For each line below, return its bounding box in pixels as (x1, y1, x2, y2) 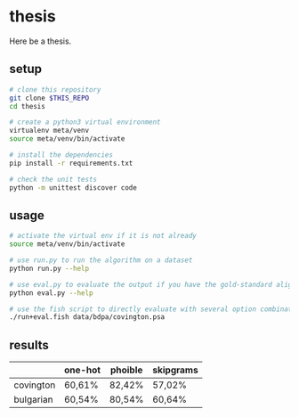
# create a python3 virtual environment (9, 118, 162, 127)
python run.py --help (9, 264, 90, 273)
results (9, 337, 49, 353)
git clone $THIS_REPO (9, 94, 90, 102)
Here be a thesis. (9, 36, 72, 46)
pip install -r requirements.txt (9, 159, 133, 168)
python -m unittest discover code (9, 183, 138, 192)
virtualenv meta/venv (9, 127, 90, 135)
